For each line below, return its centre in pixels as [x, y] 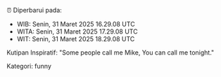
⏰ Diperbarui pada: [34, 10]
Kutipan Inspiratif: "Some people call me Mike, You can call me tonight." [110, 52]
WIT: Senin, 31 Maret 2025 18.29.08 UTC [76, 39]
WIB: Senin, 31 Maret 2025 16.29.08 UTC [76, 24]
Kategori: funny [29, 66]
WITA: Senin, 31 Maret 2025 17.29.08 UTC [77, 31]
